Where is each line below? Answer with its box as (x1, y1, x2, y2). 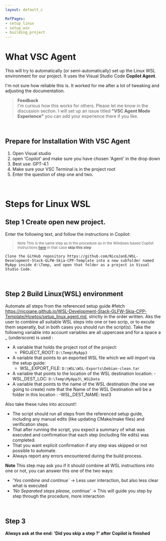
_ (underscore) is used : (5, 334, 54, 340)
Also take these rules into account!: (5, 401, 77, 407)
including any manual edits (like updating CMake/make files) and (12, 416, 145, 422)
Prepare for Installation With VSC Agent (5, 137, 130, 146)
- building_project (5, 30, 46, 35)
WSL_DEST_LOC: (12, 376, 48, 381)
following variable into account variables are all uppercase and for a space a (5, 329, 161, 335)
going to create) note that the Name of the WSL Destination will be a (12, 386, 152, 392)
